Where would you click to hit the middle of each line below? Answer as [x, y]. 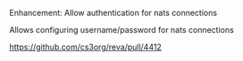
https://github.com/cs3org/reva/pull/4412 [86, 47]
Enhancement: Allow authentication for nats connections [113, 13]
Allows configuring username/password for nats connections [121, 30]
